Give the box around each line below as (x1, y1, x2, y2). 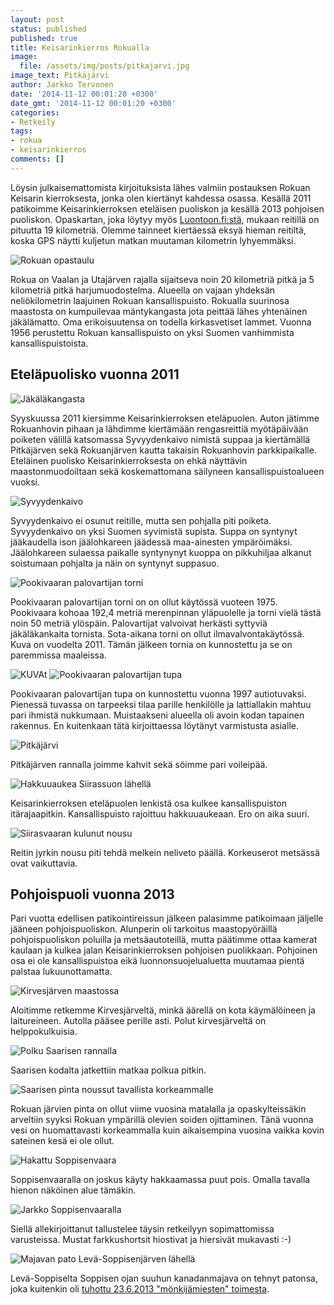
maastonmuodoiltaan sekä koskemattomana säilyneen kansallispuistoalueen (10, 465, 325, 477)
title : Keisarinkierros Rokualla (10, 42, 150, 53)
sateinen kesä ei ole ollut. (10, 1135, 115, 1147)
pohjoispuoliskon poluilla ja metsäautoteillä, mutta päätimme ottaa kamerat (10, 934, 318, 946)
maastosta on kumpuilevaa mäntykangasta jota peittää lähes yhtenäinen (10, 305, 308, 317)
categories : (10, 107, 60, 118)
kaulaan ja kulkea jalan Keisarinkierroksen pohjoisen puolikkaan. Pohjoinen (10, 944, 318, 956)
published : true (10, 33, 78, 43)
